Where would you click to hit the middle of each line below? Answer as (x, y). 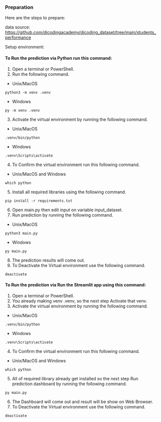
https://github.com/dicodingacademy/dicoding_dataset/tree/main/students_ (80, 33)
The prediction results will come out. (48, 260)
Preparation (19, 7)
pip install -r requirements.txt (39, 201)
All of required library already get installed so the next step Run (75, 378)
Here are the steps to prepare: (35, 18)
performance (18, 37)
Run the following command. (40, 74)
